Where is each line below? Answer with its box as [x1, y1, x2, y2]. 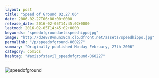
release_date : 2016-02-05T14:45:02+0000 [5, 21, 90, 26]
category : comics [5, 49, 41, 54]
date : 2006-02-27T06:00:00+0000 [5, 16, 72, 21]
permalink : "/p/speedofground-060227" [5, 40, 85, 45]
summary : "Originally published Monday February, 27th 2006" [5, 44, 135, 49]
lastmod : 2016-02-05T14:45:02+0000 [5, 26, 79, 31]
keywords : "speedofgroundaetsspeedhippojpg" [5, 30, 99, 35]
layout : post [5, 7, 32, 12]
